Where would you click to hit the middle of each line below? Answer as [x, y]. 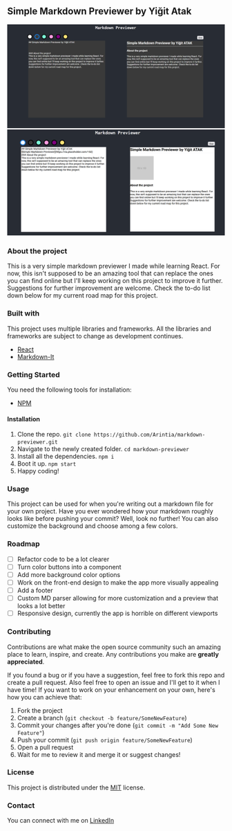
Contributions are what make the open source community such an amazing [114, 647]
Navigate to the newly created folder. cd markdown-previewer [103, 449]
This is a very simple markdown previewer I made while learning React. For [114, 266]
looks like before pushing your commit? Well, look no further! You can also [113, 519]
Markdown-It [36, 356]
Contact [21, 805]
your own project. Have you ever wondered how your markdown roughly [110, 511]
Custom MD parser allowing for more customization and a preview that [118, 599]
